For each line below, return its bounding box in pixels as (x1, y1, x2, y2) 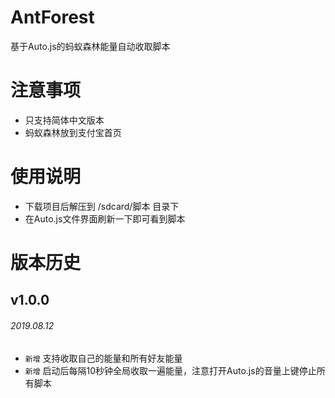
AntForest (10, 6, 95, 29)
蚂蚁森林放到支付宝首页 (24, 126, 122, 138)
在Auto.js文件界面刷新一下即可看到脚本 (24, 212, 186, 225)
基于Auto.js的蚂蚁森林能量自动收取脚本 (10, 40, 171, 52)
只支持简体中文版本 (24, 114, 105, 126)
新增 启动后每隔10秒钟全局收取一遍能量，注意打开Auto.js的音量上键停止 (24, 364, 317, 376)
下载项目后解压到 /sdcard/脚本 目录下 (24, 200, 180, 212)
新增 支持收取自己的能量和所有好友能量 (24, 352, 183, 364)
